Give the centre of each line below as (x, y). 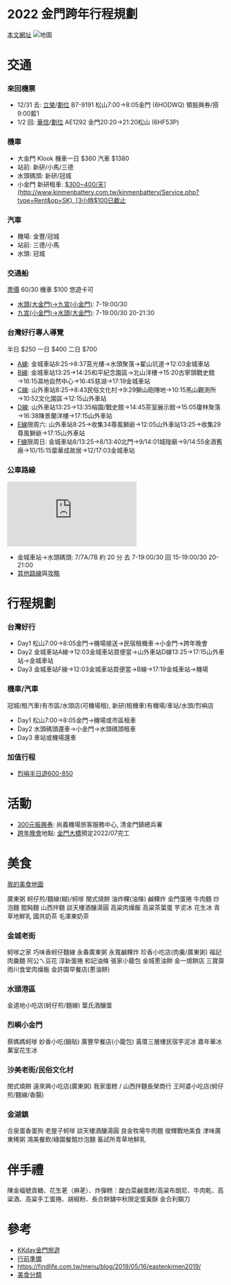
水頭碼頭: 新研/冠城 (44, 175)
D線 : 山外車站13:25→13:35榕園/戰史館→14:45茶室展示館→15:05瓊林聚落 (119, 407)
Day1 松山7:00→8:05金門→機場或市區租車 (77, 720)
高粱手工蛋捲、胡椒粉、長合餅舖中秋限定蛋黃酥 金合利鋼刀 (108, 1199)
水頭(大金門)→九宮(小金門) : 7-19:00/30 (72, 304)
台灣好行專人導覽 (36, 333)
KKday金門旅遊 (39, 1250)
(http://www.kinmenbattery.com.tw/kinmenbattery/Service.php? (108, 192)
